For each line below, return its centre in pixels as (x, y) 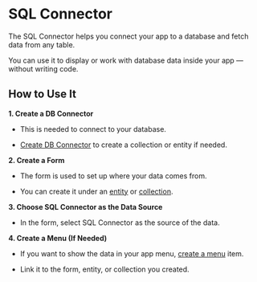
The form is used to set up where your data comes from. (113, 176)
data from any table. (42, 44)
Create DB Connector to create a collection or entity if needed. (123, 145)
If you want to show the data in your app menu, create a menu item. (132, 253)
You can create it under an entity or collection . (96, 191)
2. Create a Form (37, 160)
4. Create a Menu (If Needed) (58, 238)
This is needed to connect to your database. (93, 129)
